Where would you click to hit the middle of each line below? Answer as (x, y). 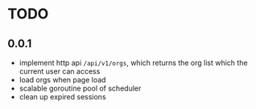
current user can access (60, 71)
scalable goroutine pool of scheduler (80, 88)
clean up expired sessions (62, 97)
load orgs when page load (62, 80)
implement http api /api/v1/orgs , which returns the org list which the (133, 63)
